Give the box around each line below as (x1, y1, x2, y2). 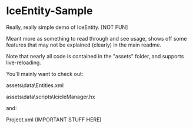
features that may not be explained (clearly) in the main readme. (6, 41, 162, 48)
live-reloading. (6, 59, 41, 66)
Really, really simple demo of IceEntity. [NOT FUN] (6, 24, 128, 31)
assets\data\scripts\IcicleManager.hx (6, 93, 95, 100)
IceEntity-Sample (6, 4, 93, 18)
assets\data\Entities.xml (6, 81, 64, 89)
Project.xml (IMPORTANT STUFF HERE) (6, 116, 102, 123)
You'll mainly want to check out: (6, 70, 84, 77)
